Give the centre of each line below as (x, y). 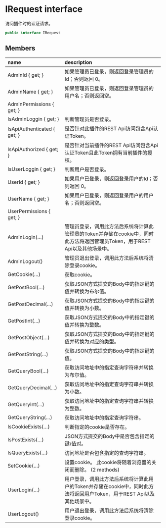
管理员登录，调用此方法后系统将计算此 (109, 226)
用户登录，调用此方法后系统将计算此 (107, 479)
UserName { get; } (28, 199)
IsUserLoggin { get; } (32, 169)
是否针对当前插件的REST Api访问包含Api (111, 145)
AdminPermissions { (31, 104)
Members (20, 48)
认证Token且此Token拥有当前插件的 (106, 153)
